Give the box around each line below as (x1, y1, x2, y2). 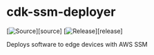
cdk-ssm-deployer (6, 4, 116, 20)
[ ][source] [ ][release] (6, 27, 123, 35)
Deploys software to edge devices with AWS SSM (6, 40, 148, 48)
